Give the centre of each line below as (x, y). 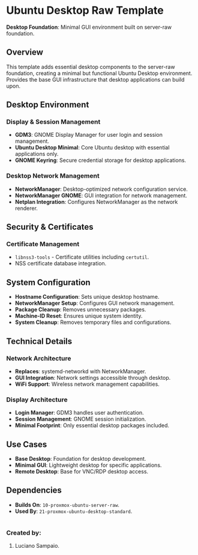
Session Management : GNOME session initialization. (80, 419)
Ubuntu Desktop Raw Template (85, 10)
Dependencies (34, 490)
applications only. (37, 154)
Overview (25, 52)
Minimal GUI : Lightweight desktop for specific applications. (88, 465)
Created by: (24, 533)
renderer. (26, 208)
